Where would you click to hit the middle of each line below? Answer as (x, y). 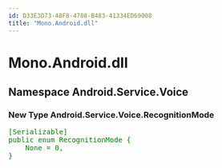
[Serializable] (38, 132)
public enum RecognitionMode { (70, 140)
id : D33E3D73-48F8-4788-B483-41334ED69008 (80, 16)
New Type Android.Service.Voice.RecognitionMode (111, 115)
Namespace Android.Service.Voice (99, 92)
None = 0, (44, 148)
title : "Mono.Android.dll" (53, 23)
